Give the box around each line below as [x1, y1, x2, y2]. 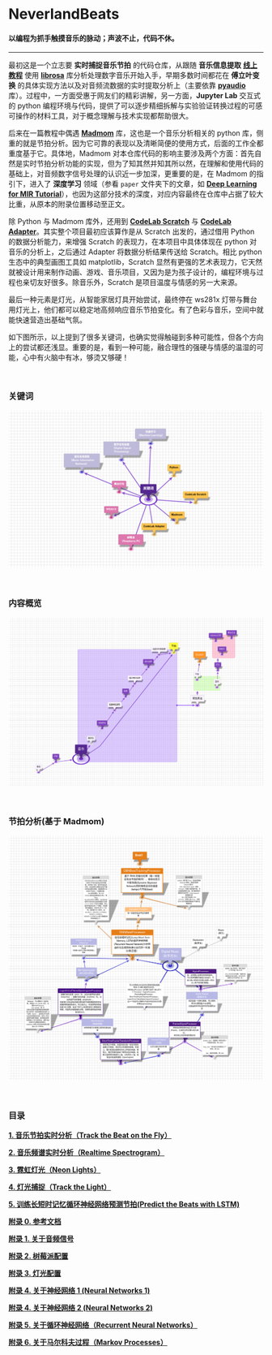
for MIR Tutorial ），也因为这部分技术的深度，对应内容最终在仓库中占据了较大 [8, 189, 264, 199]
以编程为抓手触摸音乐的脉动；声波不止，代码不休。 [8, 33, 179, 43]
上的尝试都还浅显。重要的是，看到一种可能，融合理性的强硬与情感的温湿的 [8, 343, 257, 352]
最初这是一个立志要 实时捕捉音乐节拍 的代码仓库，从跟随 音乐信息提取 [8, 60, 241, 70]
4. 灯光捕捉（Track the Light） [8, 1182, 112, 1192]
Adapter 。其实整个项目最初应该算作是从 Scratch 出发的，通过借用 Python [8, 227, 255, 236]
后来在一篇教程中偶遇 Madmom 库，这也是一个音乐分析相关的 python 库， [8, 128, 257, 138]
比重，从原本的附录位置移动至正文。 [8, 200, 130, 209]
